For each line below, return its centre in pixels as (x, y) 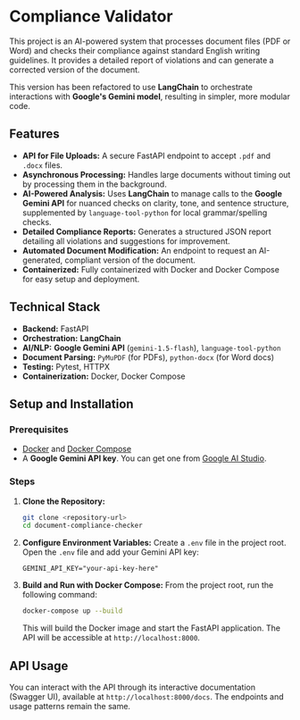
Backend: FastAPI (55, 329)
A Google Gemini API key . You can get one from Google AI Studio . (144, 458)
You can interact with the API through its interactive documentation (133, 687)
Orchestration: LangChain (72, 338)
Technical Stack (55, 307)
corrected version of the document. (75, 70)
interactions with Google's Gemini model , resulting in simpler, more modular (150, 96)
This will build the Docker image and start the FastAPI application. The (151, 628)
